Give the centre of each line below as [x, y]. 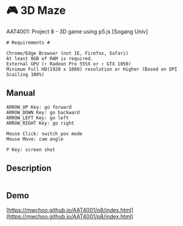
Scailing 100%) [25, 74]
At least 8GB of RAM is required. [50, 58]
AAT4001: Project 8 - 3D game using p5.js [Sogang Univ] [77, 31]
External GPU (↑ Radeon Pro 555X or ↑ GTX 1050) [69, 64]
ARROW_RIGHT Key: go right [40, 123]
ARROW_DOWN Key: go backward [43, 112]
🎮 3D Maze [36, 11]
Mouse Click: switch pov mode [45, 134]
